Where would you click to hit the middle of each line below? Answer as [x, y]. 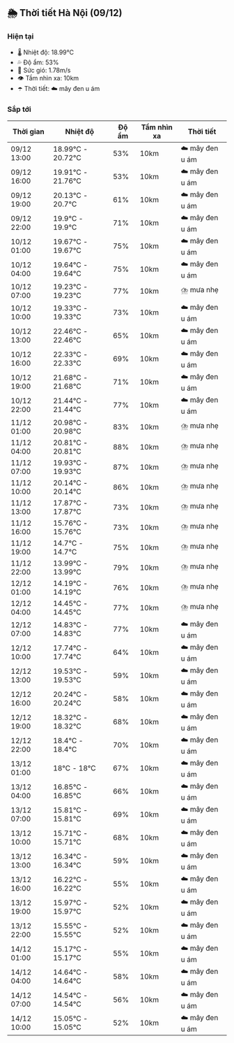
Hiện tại [21, 36]
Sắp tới [19, 109]
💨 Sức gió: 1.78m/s [44, 70]
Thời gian [29, 131]
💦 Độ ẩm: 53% [38, 62]
